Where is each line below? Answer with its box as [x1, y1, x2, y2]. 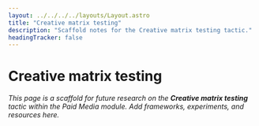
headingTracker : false [8, 33, 83, 42]
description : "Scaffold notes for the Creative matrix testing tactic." [8, 26, 253, 34]
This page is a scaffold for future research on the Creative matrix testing [8, 94, 249, 103]
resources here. [8, 110, 60, 120]
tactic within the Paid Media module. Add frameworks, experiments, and [8, 102, 245, 111]
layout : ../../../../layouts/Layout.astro [8, 11, 150, 20]
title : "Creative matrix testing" [8, 19, 122, 27]
